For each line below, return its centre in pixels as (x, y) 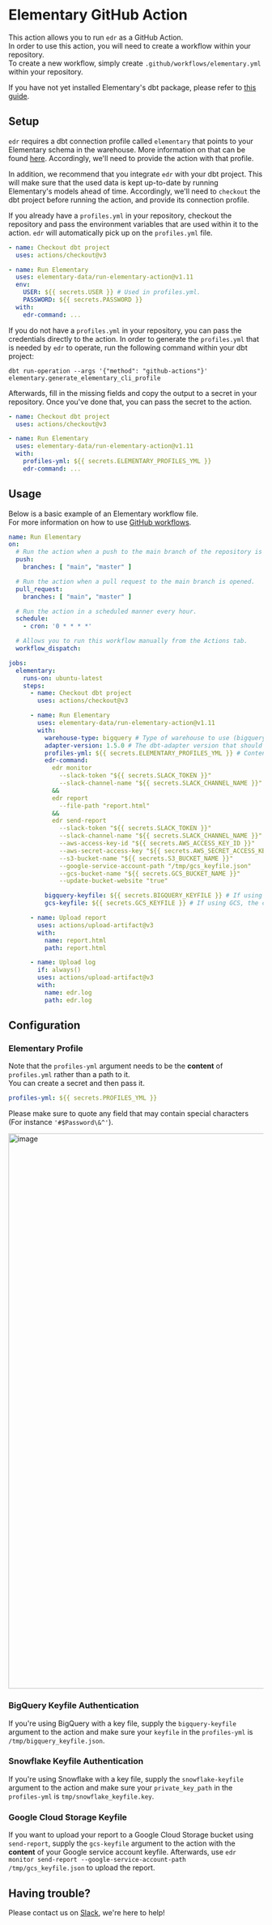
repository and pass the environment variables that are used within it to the (134, 224)
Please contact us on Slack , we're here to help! (87, 1912)
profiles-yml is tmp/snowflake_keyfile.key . (81, 1796)
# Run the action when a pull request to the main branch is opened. (135, 581)
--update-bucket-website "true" (114, 881)
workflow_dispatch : (49, 649)
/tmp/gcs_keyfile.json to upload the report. (82, 1868)
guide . (19, 96)
